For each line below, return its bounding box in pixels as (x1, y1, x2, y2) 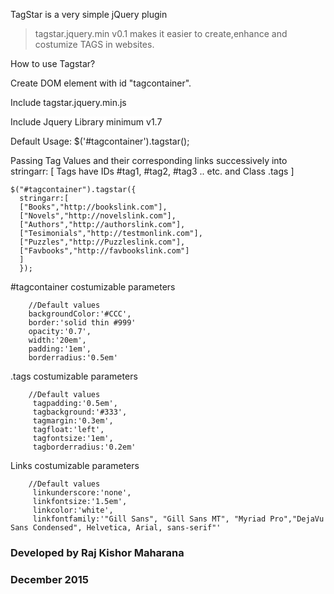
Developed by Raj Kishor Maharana (10, 545, 185, 559)
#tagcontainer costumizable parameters (10, 281, 176, 293)
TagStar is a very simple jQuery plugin (10, 9, 168, 20)
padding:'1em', (28, 344, 92, 354)
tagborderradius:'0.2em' (32, 442, 137, 452)
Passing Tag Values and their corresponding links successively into (10, 155, 288, 166)
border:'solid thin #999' (28, 318, 137, 328)
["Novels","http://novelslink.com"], (19, 211, 177, 221)
